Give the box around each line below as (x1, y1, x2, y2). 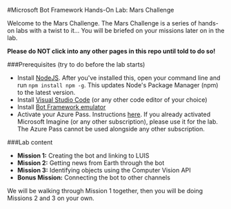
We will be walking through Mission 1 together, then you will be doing (7, 187, 203, 195)
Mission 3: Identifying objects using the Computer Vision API (17, 166, 191, 174)
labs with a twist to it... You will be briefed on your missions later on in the (16, 27, 225, 34)
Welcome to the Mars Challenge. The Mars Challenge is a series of (7, 19, 197, 27)
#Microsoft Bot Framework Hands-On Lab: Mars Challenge (7, 6, 174, 14)
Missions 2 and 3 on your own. (7, 194, 94, 202)
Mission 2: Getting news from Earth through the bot (17, 159, 165, 167)
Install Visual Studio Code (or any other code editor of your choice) (17, 96, 208, 104)
